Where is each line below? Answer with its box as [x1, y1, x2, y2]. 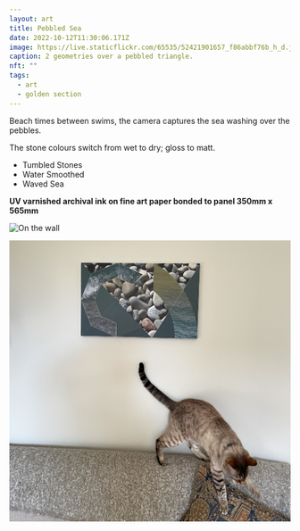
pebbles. [9, 125, 42, 136]
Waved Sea [21, 178, 64, 189]
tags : [9, 71, 29, 80]
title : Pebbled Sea [9, 23, 82, 33]
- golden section [17, 89, 82, 98]
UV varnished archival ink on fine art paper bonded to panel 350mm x [9, 195, 273, 206]
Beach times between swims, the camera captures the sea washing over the [9, 115, 290, 126]
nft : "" [9, 62, 38, 71]
